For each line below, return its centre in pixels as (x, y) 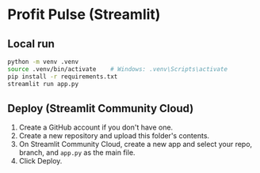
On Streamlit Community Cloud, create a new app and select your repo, (136, 145)
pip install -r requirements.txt (63, 77)
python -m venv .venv (43, 62)
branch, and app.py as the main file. (77, 152)
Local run (31, 44)
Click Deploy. (40, 161)
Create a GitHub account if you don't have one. (96, 127)
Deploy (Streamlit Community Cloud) (101, 108)
